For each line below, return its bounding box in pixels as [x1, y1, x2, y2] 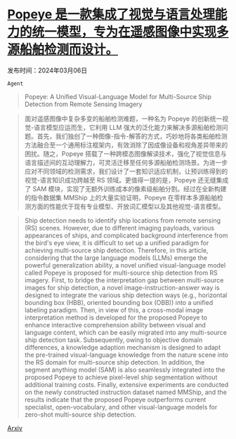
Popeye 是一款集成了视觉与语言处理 [7, 6, 216, 22]
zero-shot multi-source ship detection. [24, 410, 137, 419]
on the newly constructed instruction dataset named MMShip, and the [24, 388, 227, 396]
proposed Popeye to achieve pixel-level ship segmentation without [24, 373, 218, 381]
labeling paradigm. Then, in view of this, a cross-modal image [24, 306, 204, 314]
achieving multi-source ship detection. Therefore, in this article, [24, 246, 209, 254]
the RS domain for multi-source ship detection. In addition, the [24, 358, 205, 366]
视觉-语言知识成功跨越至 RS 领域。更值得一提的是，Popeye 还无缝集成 [24, 176, 229, 184]
